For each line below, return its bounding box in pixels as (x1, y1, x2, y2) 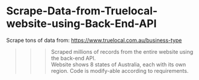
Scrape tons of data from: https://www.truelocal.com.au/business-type (6, 36, 182, 44)
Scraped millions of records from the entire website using (51, 48, 194, 55)
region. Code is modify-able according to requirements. (51, 67, 189, 74)
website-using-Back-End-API (6, 17, 157, 30)
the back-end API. (51, 54, 96, 61)
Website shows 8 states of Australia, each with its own (51, 61, 186, 68)
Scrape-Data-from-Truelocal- (6, 4, 158, 18)
